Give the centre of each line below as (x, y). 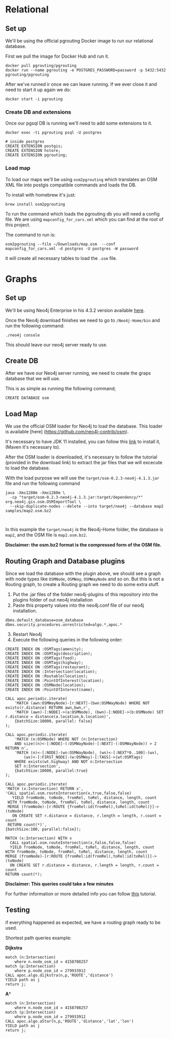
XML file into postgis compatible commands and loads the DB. (71, 185)
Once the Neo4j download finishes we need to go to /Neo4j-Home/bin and (83, 320)
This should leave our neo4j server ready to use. (56, 345)
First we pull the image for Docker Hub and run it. (57, 56)
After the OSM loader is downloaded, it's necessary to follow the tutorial (81, 457)
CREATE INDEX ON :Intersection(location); (51, 672)
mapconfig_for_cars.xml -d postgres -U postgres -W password (72, 249)
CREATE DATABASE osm (27, 398)
